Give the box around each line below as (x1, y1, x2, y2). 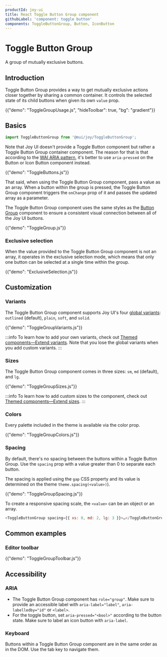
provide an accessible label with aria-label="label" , (12, 601, 121, 607)
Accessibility (5, 570, 47, 578)
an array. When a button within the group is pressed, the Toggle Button (5, 184, 151, 190)
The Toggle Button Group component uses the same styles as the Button (5, 204, 155, 210)
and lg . (5, 373, 20, 379)
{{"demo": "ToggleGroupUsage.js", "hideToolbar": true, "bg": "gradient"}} (5, 107, 156, 113)
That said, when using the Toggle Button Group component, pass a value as (5, 179, 161, 185)
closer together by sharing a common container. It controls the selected (5, 92, 152, 98)
